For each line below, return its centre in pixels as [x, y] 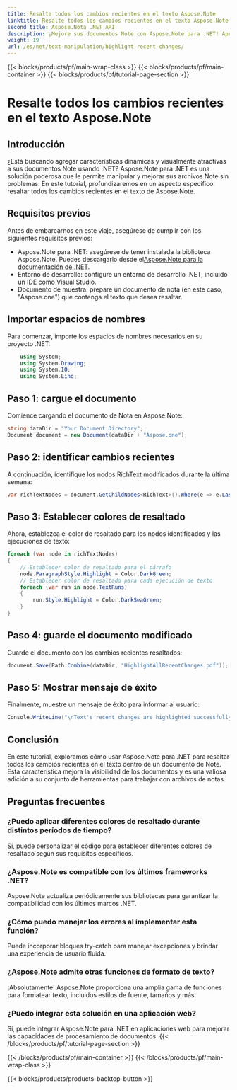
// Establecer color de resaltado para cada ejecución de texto [116, 580]
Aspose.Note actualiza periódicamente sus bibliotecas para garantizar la [113, 896]
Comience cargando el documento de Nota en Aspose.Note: [95, 415]
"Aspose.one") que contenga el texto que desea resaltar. [100, 297]
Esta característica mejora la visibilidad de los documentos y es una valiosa [117, 771]
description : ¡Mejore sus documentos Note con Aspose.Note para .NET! [113, 34]
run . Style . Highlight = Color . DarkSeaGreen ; [97, 600]
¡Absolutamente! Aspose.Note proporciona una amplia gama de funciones [115, 987]
